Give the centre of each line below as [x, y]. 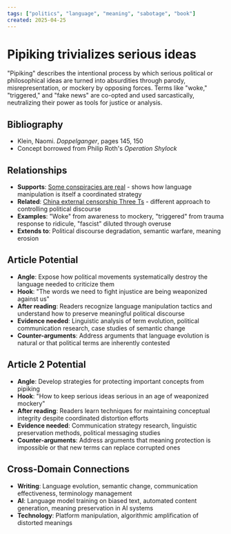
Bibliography [35, 124]
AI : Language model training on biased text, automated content [107, 500]
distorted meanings [44, 522]
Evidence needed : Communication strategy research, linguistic [107, 425]
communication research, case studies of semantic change [101, 328]
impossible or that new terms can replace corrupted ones [99, 448]
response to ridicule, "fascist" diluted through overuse [94, 224]
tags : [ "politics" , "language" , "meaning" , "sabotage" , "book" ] [101, 13]
